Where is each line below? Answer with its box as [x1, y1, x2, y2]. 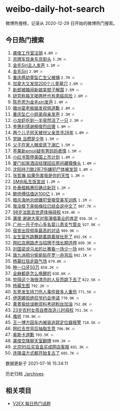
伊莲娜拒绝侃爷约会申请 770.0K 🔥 [12, 295, 80, 301]
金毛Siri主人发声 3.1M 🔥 [12, 62, 60, 68]
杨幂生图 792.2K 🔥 [12, 283, 49, 289]
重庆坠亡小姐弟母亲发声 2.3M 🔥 [12, 111, 75, 117]
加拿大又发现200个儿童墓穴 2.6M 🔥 [12, 80, 83, 86]
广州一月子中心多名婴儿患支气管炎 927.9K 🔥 [12, 221, 100, 227]
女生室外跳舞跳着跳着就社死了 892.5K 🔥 [12, 234, 92, 240]
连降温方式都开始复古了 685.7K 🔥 [12, 350, 80, 356]
